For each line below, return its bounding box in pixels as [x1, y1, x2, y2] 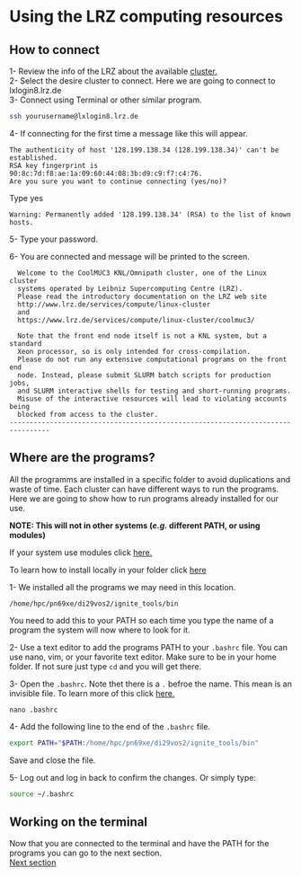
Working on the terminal [9, 814, 148, 829]
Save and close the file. [9, 755, 96, 765]
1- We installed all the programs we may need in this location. [9, 581, 236, 592]
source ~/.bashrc [9, 789, 75, 799]
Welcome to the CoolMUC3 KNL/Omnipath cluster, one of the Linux [17, 268, 268, 278]
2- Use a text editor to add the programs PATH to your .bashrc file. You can [9, 642, 288, 652]
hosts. [9, 217, 34, 226]
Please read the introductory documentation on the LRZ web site [17, 292, 268, 301]
